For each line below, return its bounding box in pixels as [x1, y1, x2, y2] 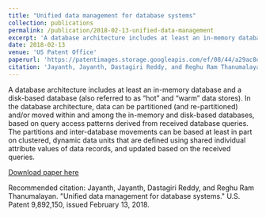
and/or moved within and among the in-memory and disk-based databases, [8, 110, 255, 120]
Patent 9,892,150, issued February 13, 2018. [8, 200, 150, 209]
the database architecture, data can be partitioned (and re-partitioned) [8, 101, 239, 111]
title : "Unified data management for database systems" [8, 11, 196, 20]
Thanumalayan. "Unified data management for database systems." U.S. [8, 191, 241, 200]
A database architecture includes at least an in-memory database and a [8, 85, 242, 94]
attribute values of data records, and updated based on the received [8, 143, 231, 153]
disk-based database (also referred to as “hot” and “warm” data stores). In [8, 93, 251, 103]
